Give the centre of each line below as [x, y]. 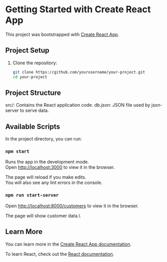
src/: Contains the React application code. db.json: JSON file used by [78, 105]
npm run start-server [32, 195]
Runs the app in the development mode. [47, 162]
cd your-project [30, 77]
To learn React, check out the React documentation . [60, 254]
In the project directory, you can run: [44, 139]
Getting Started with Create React [78, 9]
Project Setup [27, 50]
